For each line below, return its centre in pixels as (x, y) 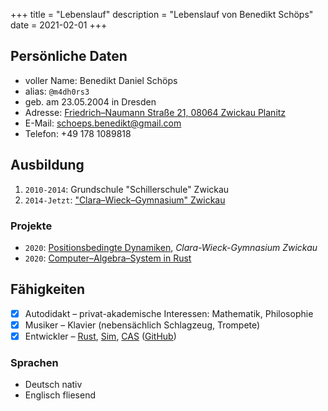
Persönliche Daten (69, 56)
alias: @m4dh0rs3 (57, 91)
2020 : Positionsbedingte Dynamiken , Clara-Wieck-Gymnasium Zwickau (171, 247)
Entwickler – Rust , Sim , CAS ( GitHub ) (100, 336)
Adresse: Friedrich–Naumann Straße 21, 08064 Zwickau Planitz (155, 112)
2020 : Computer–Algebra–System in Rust (108, 258)
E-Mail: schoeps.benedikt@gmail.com (103, 123)
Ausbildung (47, 165)
